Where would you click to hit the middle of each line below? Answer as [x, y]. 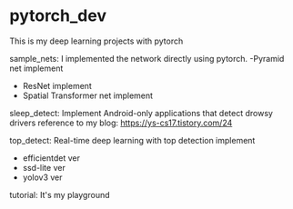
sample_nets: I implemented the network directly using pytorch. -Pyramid [147, 58]
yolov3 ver [42, 177]
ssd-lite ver [44, 167]
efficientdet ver [51, 158]
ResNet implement [57, 85]
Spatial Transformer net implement [87, 95]
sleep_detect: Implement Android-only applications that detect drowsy [141, 113]
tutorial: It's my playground [60, 194]
